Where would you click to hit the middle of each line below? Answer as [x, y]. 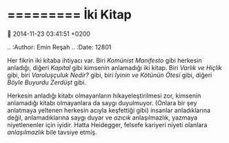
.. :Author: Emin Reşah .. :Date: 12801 [59, 47]
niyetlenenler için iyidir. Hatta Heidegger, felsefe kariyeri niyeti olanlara [107, 124]
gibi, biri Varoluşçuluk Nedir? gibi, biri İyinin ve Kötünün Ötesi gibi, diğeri [110, 75]
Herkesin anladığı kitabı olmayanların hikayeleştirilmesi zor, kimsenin [104, 96]
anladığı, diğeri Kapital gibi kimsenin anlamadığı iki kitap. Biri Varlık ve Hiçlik [114, 67]
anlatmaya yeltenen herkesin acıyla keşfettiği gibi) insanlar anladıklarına [109, 110]
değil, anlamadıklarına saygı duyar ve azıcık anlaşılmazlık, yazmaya [102, 118]
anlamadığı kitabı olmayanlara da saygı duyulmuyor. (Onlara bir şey [102, 102]
